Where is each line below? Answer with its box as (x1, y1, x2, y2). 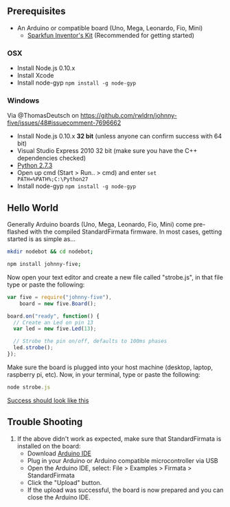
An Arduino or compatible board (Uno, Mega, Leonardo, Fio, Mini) (16, 23, 203, 32)
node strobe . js (7, 384, 51, 391)
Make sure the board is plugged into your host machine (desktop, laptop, (7, 363, 214, 371)
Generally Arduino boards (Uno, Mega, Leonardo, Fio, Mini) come (7, 220, 192, 229)
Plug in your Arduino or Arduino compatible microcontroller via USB (27, 456, 218, 464)
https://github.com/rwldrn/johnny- (80, 112, 177, 120)
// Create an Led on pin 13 (13, 319, 94, 326)
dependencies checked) (16, 154, 87, 163)
